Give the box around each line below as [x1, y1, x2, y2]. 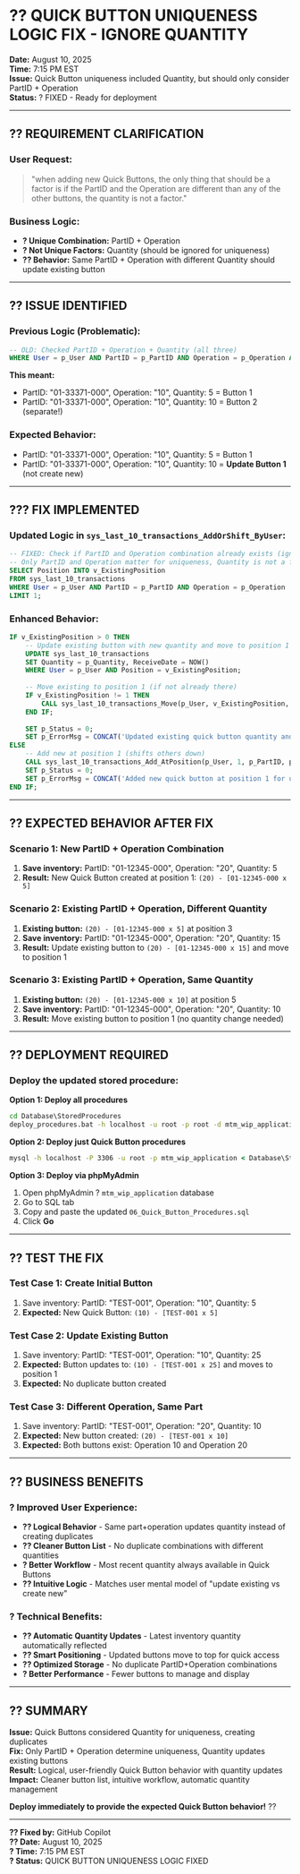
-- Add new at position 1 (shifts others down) [25, 749, 205, 758]
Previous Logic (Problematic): [9, 325, 141, 338]
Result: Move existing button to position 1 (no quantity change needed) [21, 1013, 284, 1023]
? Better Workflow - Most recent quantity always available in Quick [21, 1560, 271, 1570]
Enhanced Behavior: [9, 612, 99, 625]
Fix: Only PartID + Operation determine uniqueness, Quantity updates [9, 1746, 266, 1757]
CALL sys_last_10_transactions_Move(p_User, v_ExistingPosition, [41, 699, 290, 708]
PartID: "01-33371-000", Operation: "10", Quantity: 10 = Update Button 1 [21, 458, 287, 469]
